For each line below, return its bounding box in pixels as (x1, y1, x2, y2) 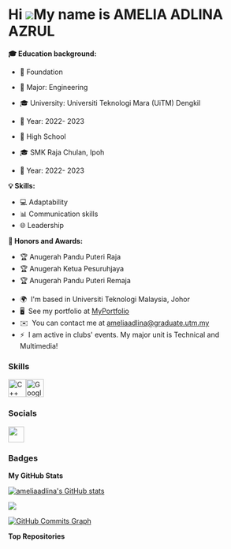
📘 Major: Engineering (19, 82, 88, 91)
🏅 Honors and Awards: (8, 236, 83, 245)
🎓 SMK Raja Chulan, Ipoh (19, 148, 105, 157)
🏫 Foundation (19, 67, 63, 77)
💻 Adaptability (19, 197, 69, 207)
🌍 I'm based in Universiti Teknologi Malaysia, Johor (19, 294, 191, 304)
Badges (8, 453, 38, 464)
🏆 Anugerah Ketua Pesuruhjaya (19, 263, 125, 273)
